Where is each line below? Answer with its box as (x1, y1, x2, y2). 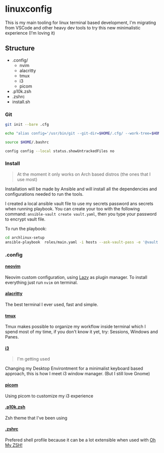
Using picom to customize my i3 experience (5, 393, 94, 399)
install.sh (12, 99, 30, 105)
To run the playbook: (5, 226, 47, 231)
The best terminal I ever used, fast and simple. (5, 301, 99, 307)
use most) (17, 176, 38, 182)
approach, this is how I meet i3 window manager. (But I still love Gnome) (5, 371, 150, 377)
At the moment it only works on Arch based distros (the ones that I (17, 171, 151, 177)
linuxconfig (5, 3, 52, 15)
